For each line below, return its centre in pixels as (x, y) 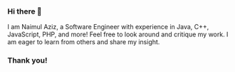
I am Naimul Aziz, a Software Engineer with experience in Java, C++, (108, 27)
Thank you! (27, 61)
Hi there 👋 (25, 11)
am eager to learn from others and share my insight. (84, 42)
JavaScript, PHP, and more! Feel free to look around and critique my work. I (118, 34)
